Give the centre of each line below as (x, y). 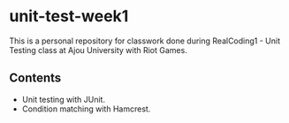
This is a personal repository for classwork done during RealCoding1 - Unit (145, 41)
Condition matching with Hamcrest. (86, 109)
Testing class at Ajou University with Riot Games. (98, 50)
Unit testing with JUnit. (64, 99)
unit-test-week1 (69, 16)
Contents (35, 78)
